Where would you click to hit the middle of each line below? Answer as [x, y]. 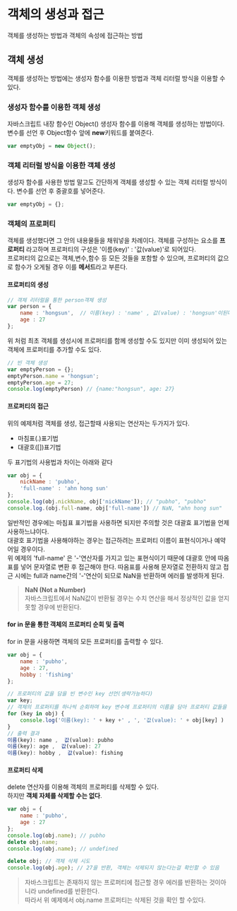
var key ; [20, 700]
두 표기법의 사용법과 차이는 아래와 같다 [60, 462]
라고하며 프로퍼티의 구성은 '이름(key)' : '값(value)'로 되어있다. [111, 249]
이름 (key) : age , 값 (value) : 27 [54, 746]
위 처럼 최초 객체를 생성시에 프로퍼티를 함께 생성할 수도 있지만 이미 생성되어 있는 [117, 341]
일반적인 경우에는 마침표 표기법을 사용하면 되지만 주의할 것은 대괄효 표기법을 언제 [119, 522]
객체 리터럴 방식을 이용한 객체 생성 [62, 165]
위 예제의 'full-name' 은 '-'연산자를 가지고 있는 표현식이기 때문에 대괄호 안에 [112, 558]
